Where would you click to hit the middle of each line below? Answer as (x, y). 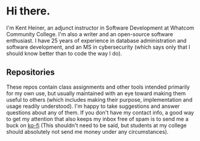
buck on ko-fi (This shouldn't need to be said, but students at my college (96, 125)
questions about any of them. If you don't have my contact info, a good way (100, 112)
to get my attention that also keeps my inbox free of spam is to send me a (97, 119)
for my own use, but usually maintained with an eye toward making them (96, 93)
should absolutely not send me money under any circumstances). (87, 131)
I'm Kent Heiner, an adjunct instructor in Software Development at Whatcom (100, 28)
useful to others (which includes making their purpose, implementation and (99, 99)
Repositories (31, 73)
